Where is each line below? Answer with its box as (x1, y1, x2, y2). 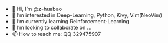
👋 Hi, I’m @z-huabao (11, 6, 62, 12)
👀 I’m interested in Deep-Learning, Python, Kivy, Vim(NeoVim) (11, 12, 163, 19)
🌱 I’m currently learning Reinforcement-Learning (11, 18, 130, 24)
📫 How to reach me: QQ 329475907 (11, 31, 101, 37)
